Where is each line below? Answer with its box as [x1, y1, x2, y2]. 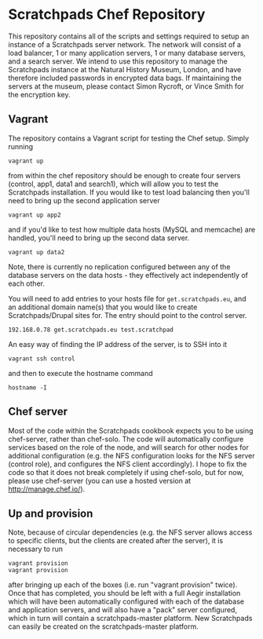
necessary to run [8, 544, 64, 554]
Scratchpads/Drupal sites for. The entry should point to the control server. [8, 310, 247, 319]
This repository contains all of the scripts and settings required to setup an [8, 31, 250, 41]
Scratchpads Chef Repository [8, 5, 206, 24]
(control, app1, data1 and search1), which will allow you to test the [8, 179, 219, 188]
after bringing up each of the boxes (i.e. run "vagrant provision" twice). [8, 580, 238, 590]
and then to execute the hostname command [8, 368, 153, 378]
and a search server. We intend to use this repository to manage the [8, 57, 228, 66]
